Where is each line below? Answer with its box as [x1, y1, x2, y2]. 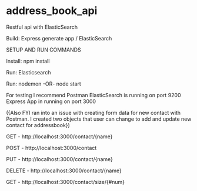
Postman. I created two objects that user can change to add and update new [6, 115, 192, 122]
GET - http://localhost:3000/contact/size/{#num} [6, 178, 125, 185]
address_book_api [6, 4, 98, 18]
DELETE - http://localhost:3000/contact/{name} [6, 167, 122, 174]
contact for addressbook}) [6, 121, 71, 128]
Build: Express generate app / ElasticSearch [6, 35, 112, 42]
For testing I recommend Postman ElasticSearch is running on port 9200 [6, 91, 181, 98]
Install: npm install [6, 57, 50, 64]
